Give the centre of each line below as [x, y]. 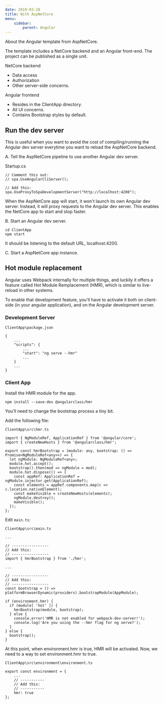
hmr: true [24, 693]
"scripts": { [27, 345]
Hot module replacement [43, 268]
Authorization [26, 81]
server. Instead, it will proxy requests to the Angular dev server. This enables [82, 206]
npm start [15, 234]
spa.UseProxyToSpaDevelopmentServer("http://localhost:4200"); [71, 192]
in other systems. [36, 290]
